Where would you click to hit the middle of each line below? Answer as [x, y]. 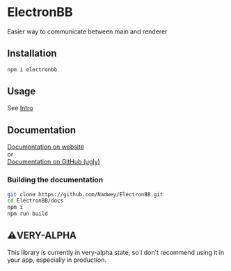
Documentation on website [46, 147]
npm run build [28, 214]
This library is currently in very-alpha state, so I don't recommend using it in [116, 252]
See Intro [20, 108]
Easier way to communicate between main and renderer [87, 31]
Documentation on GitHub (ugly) [54, 162]
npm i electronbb [32, 69]
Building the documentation [55, 180]
